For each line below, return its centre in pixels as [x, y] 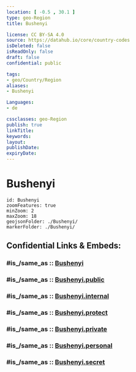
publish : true [25, 125]
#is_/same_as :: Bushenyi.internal [58, 296]
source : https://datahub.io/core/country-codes [68, 41]
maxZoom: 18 [21, 216]
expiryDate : [21, 153]
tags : [13, 74]
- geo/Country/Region [34, 80]
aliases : [17, 86]
